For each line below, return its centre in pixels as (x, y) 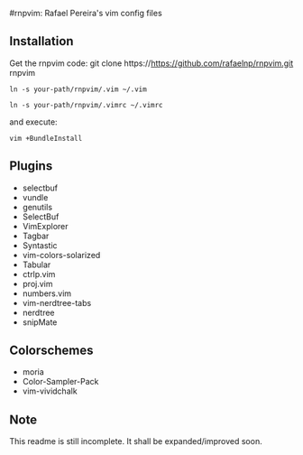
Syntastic (40, 245)
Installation (41, 41)
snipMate (40, 322)
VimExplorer (45, 226)
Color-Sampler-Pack (60, 382)
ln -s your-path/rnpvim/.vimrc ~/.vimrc (87, 105)
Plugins (31, 166)
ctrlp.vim (39, 274)
